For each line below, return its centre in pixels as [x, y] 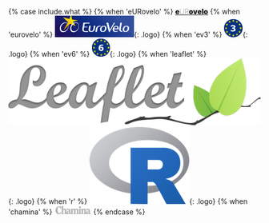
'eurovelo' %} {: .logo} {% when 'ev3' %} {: [128, 34]
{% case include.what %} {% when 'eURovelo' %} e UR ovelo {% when [124, 12]
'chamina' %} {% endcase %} [77, 212]
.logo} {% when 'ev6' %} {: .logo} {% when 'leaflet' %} [107, 54]
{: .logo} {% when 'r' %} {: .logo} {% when [128, 201]
